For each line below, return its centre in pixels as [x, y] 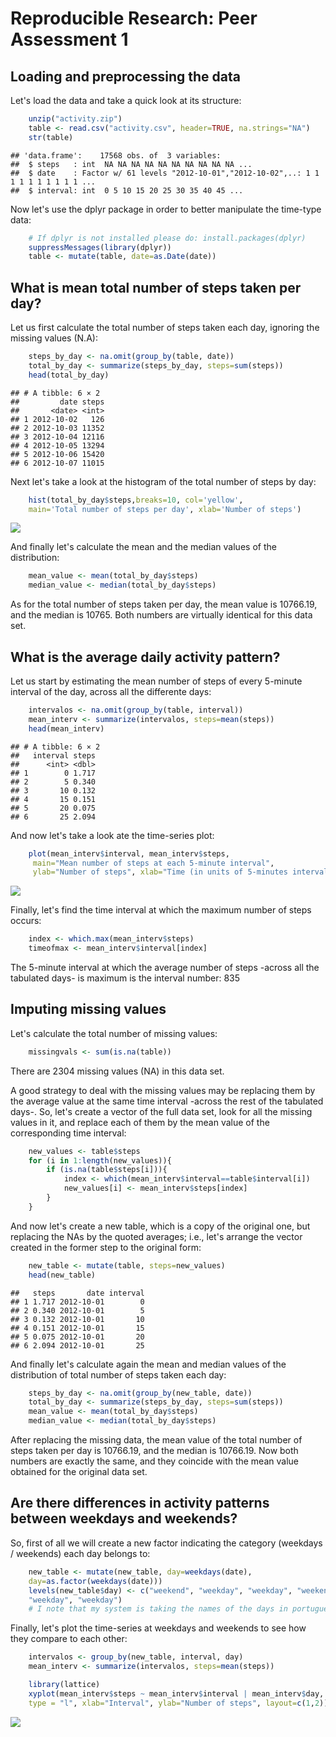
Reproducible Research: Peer [134, 18]
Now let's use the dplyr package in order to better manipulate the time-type [166, 209]
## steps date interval [77, 1293]
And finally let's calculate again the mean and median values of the [148, 1364]
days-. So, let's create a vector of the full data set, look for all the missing [161, 1111]
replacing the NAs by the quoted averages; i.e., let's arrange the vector [156, 1236]
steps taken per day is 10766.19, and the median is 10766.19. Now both [154, 1451]
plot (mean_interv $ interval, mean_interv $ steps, [129, 853]
